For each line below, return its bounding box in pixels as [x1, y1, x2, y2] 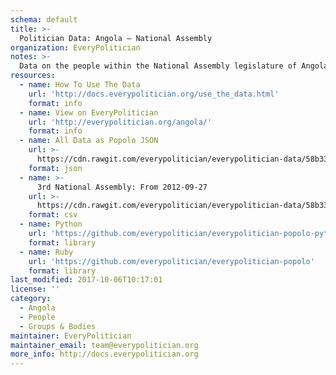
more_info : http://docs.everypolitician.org [10, 349, 199, 360]
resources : [10, 71, 56, 81]
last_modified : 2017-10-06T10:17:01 [10, 275, 163, 285]
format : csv [28, 210, 78, 220]
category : [10, 294, 52, 304]
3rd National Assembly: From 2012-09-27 [36, 182, 208, 192]
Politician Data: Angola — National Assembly [19, 33, 213, 43]
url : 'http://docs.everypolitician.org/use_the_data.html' [28, 89, 280, 99]
